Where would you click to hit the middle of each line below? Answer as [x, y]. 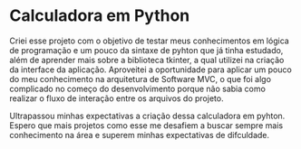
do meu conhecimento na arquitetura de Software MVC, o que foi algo [141, 79]
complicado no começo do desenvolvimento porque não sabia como [137, 88]
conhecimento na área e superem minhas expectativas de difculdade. [140, 135]
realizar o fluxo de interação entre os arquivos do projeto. [117, 98]
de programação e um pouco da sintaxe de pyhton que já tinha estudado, [146, 50]
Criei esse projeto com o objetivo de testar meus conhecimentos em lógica [150, 41]
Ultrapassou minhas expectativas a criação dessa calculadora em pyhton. [147, 116]
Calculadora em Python [100, 16]
